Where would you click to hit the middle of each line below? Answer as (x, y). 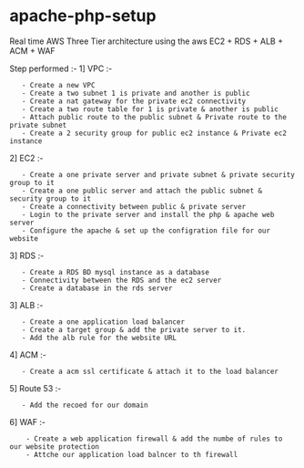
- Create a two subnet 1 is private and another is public (136, 93)
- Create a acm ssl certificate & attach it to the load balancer (150, 371)
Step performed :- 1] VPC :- (61, 68)
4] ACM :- (28, 354)
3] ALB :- (26, 305)
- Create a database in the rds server (97, 288)
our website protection (55, 447)
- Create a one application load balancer (103, 322)
